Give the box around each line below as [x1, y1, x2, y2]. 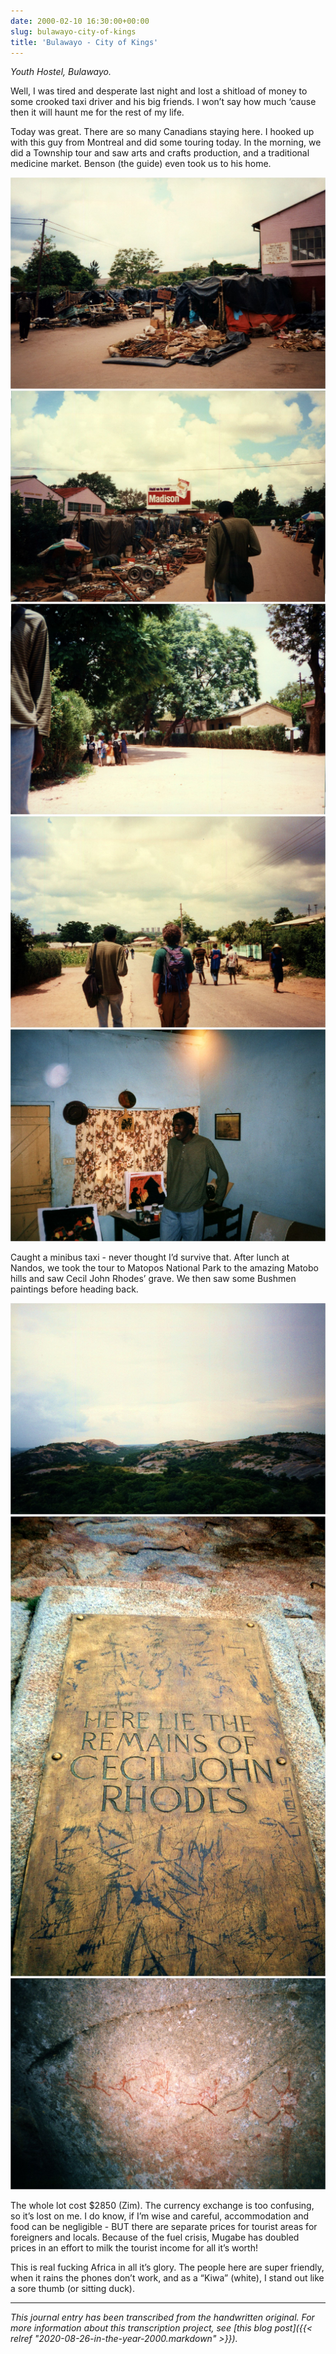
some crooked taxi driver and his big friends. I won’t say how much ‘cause [10, 96, 317, 108]
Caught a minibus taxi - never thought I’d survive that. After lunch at [10, 1251, 290, 1263]
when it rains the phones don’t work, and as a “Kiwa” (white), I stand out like [10, 2271, 325, 2284]
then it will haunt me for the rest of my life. [10, 106, 185, 119]
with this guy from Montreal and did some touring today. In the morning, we [10, 136, 322, 149]
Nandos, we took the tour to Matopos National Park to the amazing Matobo [10, 1261, 319, 1274]
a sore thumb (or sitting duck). [10, 2282, 135, 2294]
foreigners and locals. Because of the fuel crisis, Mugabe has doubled [10, 2231, 300, 2243]
